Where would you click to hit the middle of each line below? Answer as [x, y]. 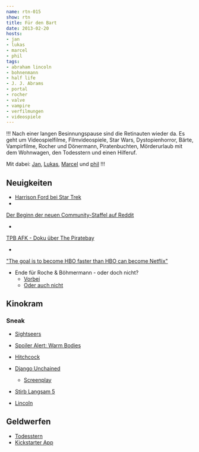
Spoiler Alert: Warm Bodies [48, 345]
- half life [21, 78]
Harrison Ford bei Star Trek [48, 197]
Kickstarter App [34, 442]
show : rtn [18, 17]
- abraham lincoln [29, 67]
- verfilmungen [25, 111]
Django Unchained [37, 368]
